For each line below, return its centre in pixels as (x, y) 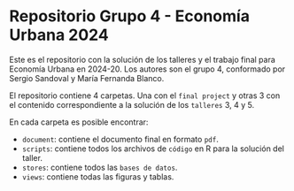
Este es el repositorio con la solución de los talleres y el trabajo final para (143, 59)
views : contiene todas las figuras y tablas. (98, 176)
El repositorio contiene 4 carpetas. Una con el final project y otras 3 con (145, 95)
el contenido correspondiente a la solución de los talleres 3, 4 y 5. (132, 104)
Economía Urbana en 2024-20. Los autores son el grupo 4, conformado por (147, 69)
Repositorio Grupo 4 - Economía (130, 16)
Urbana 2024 (59, 35)
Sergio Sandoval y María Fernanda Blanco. (87, 78)
